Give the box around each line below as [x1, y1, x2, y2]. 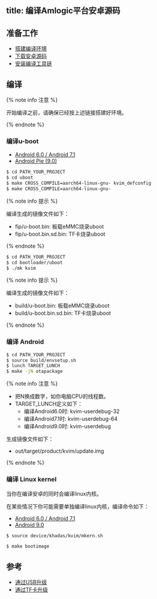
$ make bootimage [6, 543, 50, 550]
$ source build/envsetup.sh [6, 357, 77, 363]
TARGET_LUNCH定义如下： [14, 401, 83, 408]
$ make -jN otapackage [6, 368, 63, 375]
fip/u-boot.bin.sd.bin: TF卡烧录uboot [14, 230, 106, 237]
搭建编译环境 [14, 45, 47, 52]
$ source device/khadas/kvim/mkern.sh [6, 532, 103, 538]
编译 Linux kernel [6, 475, 57, 484]
